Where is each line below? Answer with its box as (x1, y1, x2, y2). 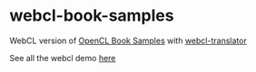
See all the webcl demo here (9, 52, 116, 63)
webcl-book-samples (9, 5, 174, 26)
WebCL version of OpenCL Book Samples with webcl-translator (9, 35, 247, 46)
